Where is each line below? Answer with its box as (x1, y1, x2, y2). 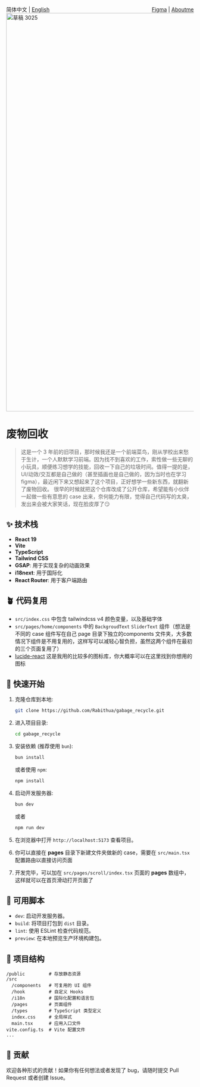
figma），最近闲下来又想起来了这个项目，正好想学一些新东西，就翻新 (20, 478, 189, 485)
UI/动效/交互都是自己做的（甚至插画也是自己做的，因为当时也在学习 (20, 470, 187, 477)
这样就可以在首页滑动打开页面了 (14, 876, 93, 883)
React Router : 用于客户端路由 (14, 576, 87, 583)
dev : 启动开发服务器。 (14, 913, 68, 920)
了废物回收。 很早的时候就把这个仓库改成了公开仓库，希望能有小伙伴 (20, 485, 189, 492)
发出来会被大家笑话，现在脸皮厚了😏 (20, 500, 110, 507)
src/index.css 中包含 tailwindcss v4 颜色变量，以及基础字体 (14, 615, 162, 622)
